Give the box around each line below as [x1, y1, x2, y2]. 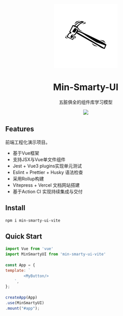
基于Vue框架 [12, 150, 39, 156]
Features [5, 125, 34, 133]
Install [5, 204, 26, 212]
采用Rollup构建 [12, 175, 44, 182]
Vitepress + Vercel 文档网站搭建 [12, 182, 80, 188]
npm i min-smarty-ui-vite [5, 218, 60, 223]
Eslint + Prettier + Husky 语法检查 [12, 169, 83, 175]
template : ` [5, 268, 31, 273]
